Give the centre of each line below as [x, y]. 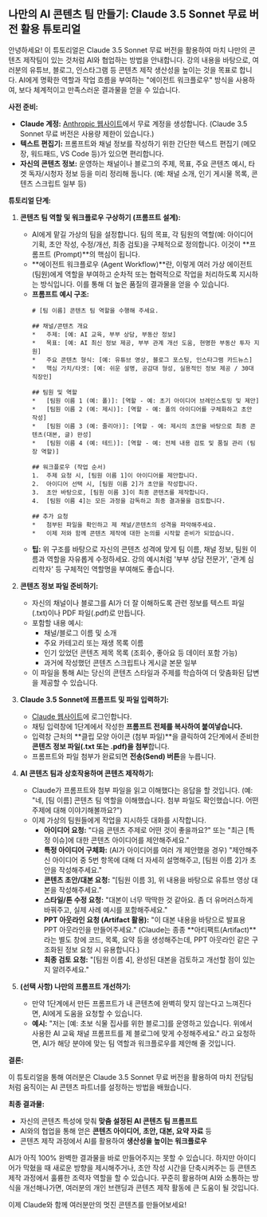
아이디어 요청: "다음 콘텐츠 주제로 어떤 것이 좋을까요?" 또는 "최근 [144, 830]
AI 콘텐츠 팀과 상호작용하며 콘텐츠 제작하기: [86, 773]
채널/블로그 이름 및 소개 [80, 633]
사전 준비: [23, 107]
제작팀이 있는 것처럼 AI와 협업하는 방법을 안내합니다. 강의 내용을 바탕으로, [137, 60]
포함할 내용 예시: [57, 622]
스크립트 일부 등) [61, 183]
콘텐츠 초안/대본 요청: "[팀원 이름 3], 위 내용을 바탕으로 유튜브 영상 [146, 880]
